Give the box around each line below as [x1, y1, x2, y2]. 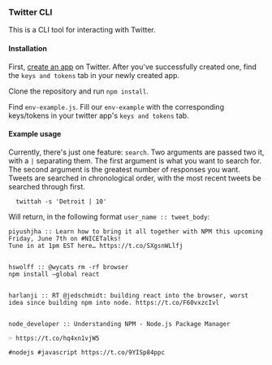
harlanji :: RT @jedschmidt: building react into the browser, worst [8, 291, 249, 299]
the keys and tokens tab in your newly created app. [8, 70, 180, 80]
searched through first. [8, 181, 85, 191]
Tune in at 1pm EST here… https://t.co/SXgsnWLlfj [8, 241, 183, 250]
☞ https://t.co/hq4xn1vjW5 [8, 334, 100, 342]
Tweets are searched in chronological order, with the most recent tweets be [8, 173, 261, 183]
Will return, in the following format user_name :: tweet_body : [8, 211, 209, 221]
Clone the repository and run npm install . [8, 86, 149, 96]
